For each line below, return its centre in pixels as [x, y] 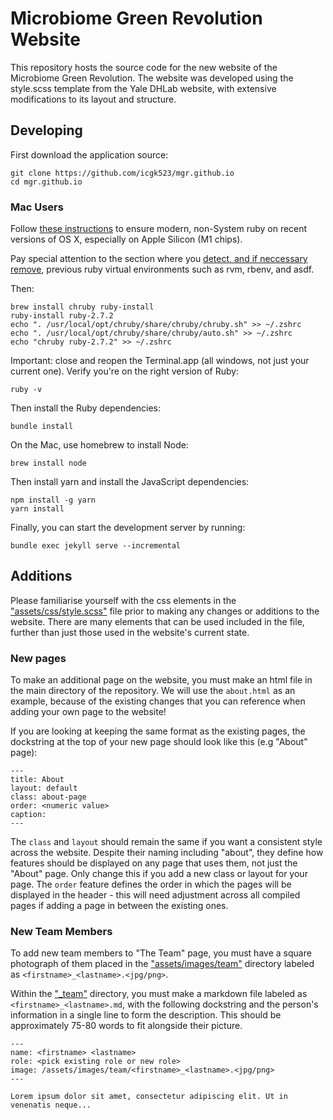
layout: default [44, 788]
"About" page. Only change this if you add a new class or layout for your [159, 874]
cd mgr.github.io [46, 182]
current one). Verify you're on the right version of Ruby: [125, 371]
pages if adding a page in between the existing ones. [119, 906]
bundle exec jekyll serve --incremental [96, 546]
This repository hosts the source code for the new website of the [144, 67]
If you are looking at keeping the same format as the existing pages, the [158, 731]
